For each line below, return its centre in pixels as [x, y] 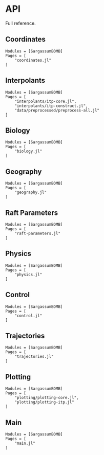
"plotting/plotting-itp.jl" [44, 402]
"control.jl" [28, 316]
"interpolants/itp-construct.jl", [51, 106]
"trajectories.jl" [34, 357]
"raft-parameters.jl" [37, 233]
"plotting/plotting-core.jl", [47, 398]
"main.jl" [25, 443]
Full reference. [20, 23]
